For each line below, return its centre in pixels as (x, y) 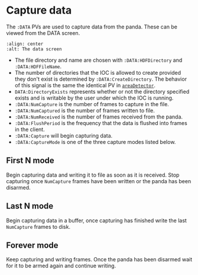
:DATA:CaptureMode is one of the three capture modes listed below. (95, 142)
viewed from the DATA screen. (43, 33)
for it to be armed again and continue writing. (61, 266)
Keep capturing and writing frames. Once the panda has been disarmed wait (99, 260)
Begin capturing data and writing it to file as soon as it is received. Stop (93, 175)
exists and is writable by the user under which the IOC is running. (94, 98)
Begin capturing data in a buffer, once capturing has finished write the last (97, 220)
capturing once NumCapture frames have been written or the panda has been (99, 181)
